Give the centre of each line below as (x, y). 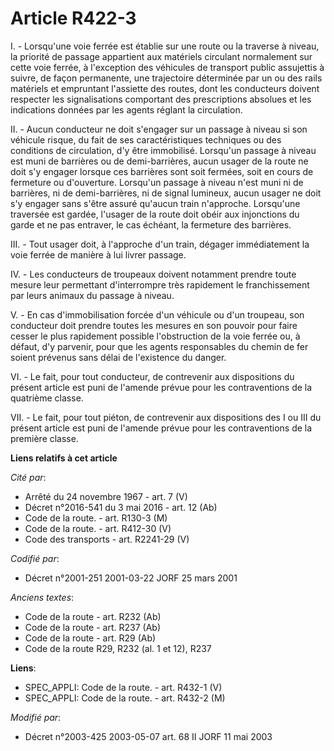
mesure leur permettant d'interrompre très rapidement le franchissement (160, 284)
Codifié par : (35, 558)
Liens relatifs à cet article (64, 458)
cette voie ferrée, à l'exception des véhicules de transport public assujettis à (167, 67)
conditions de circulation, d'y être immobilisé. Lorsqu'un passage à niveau (163, 150)
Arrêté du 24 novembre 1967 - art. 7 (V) (106, 496)
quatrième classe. (47, 398)
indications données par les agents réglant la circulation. (126, 109)
